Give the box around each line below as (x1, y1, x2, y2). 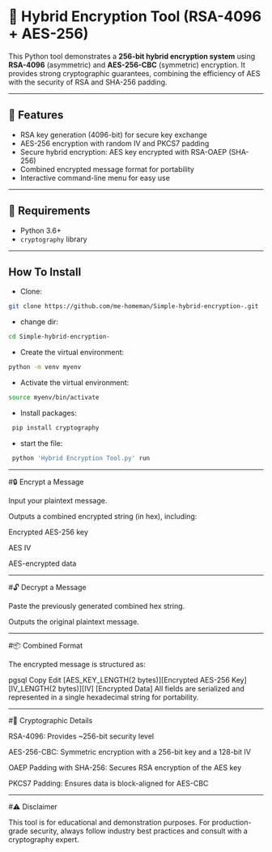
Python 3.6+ (19, 225, 62, 235)
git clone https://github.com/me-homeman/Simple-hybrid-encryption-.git (8, 302, 259, 310)
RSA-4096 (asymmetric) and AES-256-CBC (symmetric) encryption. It (8, 60, 245, 70)
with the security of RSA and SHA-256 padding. (8, 77, 168, 87)
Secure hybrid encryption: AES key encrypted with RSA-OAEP (19, 147, 227, 156)
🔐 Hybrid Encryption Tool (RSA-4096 (8, 7, 261, 26)
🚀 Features (8, 109, 64, 122)
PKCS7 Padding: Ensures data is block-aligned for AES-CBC (8, 778, 209, 788)
